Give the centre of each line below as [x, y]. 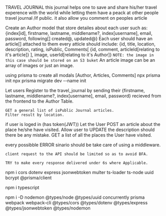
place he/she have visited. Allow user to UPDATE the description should [80, 129]
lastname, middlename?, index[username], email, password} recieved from [83, 96]
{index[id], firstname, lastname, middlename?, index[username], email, [79, 33]
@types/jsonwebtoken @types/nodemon [48, 208]
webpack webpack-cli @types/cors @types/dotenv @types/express [76, 203]
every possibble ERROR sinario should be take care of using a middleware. [83, 145]
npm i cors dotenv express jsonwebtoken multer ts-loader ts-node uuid [79, 172]
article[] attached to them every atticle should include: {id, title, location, [80, 44]
